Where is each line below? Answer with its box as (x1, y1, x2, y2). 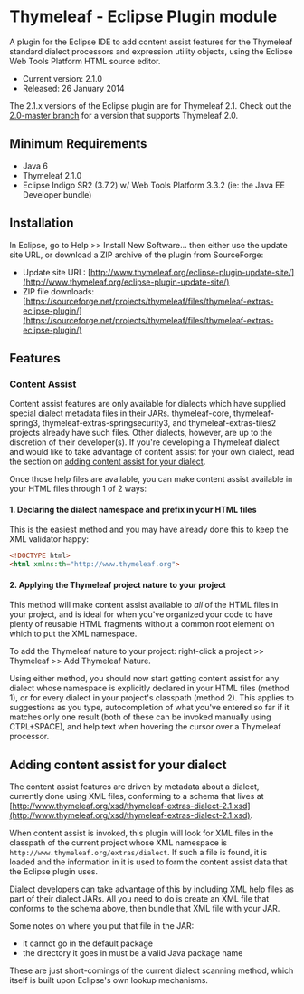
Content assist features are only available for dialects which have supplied (9, 399, 287, 410)
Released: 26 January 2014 (22, 82, 125, 93)
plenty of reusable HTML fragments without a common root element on (9, 619, 275, 630)
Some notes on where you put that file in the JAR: (9, 921, 195, 931)
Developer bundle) (22, 188, 92, 200)
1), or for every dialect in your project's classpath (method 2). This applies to (9, 692, 294, 703)
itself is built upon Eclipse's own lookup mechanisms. (9, 975, 208, 986)
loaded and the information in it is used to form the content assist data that (9, 856, 288, 867)
